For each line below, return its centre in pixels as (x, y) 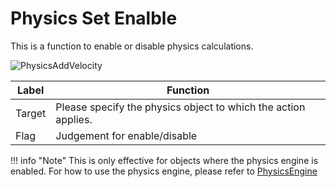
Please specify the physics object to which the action (180, 107)
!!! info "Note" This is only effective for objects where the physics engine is (164, 160)
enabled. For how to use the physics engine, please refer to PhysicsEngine (164, 171)
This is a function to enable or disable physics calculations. (132, 46)
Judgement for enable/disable (126, 135)
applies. (74, 119)
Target (31, 113)
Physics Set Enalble (94, 18)
